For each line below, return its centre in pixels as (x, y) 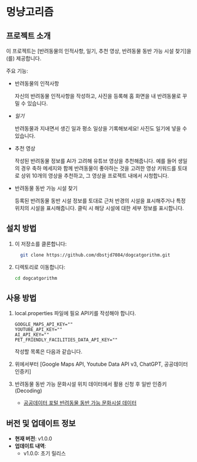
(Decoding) (28, 391)
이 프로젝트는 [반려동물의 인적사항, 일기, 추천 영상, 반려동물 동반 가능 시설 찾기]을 (99, 51)
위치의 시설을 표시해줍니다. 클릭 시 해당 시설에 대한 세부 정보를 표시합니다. (99, 208)
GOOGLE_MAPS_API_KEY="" (44, 325)
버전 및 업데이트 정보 (41, 423)
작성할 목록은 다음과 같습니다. (49, 352)
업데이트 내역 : (30, 446)
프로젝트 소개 (29, 36)
